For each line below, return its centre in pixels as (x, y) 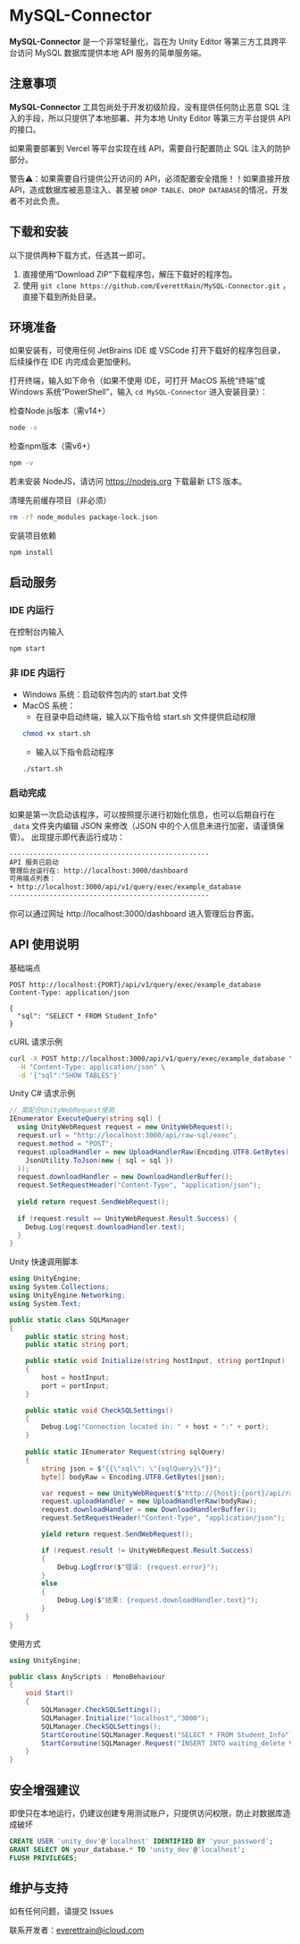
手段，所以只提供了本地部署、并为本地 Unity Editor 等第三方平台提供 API (158, 118)
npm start (28, 648)
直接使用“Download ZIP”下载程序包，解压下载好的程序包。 (129, 274)
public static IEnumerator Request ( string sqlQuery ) (125, 1452)
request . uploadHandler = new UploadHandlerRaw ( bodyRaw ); (149, 1501)
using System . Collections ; (59, 1287)
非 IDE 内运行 (37, 673)
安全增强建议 (45, 1790)
